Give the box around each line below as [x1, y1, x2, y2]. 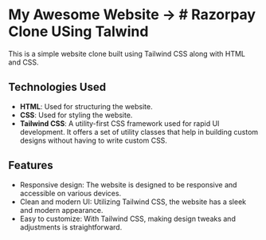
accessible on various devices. [19, 188, 122, 198]
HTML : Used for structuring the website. [19, 101, 153, 111]
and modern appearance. [19, 205, 104, 214]
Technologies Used [8, 81, 106, 94]
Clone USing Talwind [8, 22, 149, 41]
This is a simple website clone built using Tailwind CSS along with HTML [8, 49, 245, 58]
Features [8, 159, 53, 172]
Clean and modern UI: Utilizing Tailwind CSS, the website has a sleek [19, 197, 247, 207]
